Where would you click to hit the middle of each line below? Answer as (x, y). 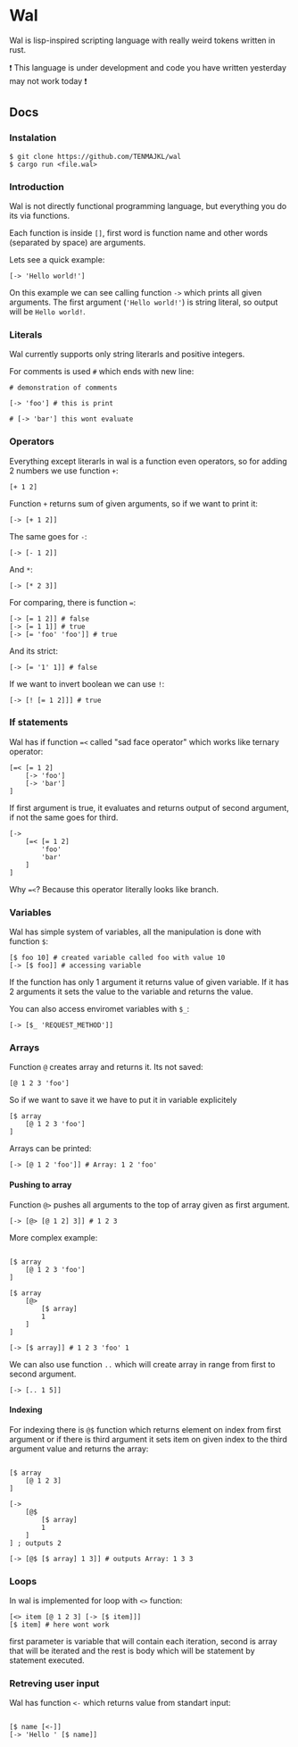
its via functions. (40, 215)
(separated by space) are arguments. (77, 242)
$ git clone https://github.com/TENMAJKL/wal (95, 156)
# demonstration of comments (63, 388)
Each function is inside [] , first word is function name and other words (139, 232)
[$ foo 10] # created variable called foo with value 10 (117, 958)
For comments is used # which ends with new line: (102, 372)
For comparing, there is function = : (73, 602)
